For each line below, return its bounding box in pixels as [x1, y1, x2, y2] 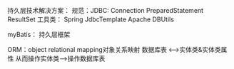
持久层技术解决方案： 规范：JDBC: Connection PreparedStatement [7, 6, 204, 14]
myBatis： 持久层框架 [7, 31, 71, 38]
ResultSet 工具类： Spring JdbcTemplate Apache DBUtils [7, 15, 175, 23]
